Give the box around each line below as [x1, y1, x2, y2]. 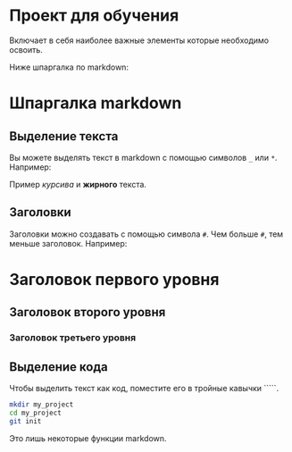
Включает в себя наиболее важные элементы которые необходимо [9, 35, 270, 46]
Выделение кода [9, 359, 109, 374]
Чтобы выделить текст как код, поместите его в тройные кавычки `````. [9, 383, 279, 394]
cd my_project [9, 408, 63, 417]
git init [9, 416, 42, 425]
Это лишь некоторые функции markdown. [9, 432, 167, 443]
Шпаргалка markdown [9, 93, 182, 113]
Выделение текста [9, 129, 119, 144]
